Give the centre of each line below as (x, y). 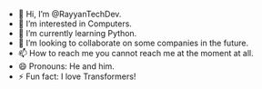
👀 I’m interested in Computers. (75, 24)
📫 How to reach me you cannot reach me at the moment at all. (136, 53)
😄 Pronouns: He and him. (66, 66)
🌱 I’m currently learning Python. (77, 33)
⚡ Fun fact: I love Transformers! (77, 76)
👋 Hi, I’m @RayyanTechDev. (70, 14)
